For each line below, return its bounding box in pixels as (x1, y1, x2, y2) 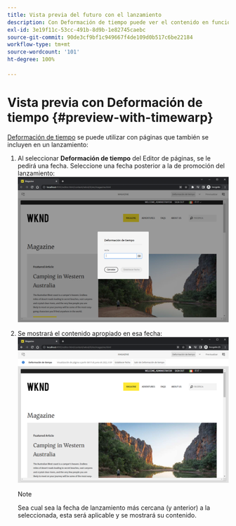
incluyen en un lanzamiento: (7, 140, 89, 149)
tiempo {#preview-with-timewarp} (7, 109, 214, 125)
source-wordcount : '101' (7, 49, 80, 56)
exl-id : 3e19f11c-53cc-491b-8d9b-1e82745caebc (7, 26, 146, 33)
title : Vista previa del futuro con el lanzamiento (7, 11, 162, 18)
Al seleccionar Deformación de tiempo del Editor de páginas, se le (17, 154, 211, 162)
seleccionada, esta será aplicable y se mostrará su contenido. (17, 511, 197, 519)
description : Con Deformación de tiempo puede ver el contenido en (7, 18, 209, 26)
